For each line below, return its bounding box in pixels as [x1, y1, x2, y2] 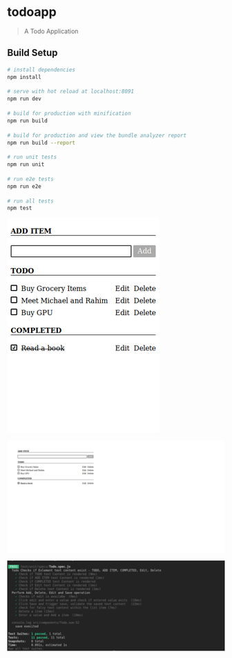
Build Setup [7, 47, 58, 59]
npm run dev [7, 95, 41, 102]
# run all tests [7, 198, 54, 205]
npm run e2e [7, 182, 41, 190]
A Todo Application [23, 27, 79, 35]
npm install [7, 73, 41, 80]
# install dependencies [7, 66, 76, 73]
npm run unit [7, 161, 45, 168]
